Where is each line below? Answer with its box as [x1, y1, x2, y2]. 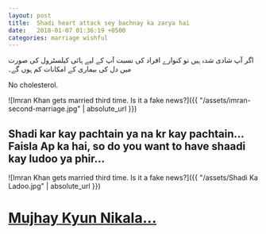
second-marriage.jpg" [8, 104, 81, 113]
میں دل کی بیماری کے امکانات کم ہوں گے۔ [8, 64, 132, 74]
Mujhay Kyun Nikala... [8, 209, 157, 227]
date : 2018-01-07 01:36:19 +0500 [8, 26, 126, 34]
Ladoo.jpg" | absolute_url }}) [8, 182, 101, 191]
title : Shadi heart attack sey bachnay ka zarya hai [8, 19, 191, 27]
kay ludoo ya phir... [8, 152, 106, 165]
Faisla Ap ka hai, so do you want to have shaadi [8, 140, 246, 153]
